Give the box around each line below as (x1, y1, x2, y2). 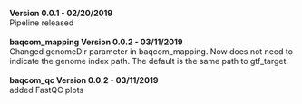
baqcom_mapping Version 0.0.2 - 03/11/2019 (9, 36, 183, 47)
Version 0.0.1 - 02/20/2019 (9, 8, 113, 18)
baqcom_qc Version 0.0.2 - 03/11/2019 (9, 75, 159, 85)
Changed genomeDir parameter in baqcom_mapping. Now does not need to (9, 46, 293, 57)
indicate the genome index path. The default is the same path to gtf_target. (9, 56, 288, 66)
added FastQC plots (9, 85, 84, 95)
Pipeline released (9, 17, 74, 28)
